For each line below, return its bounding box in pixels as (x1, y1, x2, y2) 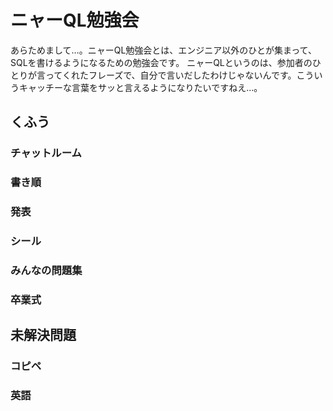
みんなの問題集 (10, 263, 83, 277)
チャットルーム (10, 146, 82, 160)
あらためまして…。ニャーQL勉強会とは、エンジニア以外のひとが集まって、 (10, 44, 317, 56)
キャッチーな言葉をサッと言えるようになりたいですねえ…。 (18, 81, 263, 93)
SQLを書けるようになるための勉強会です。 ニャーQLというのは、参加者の (10, 56, 313, 68)
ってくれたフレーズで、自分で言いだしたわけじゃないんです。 (44, 69, 297, 81)
